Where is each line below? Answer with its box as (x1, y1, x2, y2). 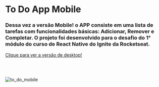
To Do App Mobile (5, 4, 81, 15)
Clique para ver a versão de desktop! (5, 52, 82, 58)
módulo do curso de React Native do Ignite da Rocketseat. (5, 40, 150, 48)
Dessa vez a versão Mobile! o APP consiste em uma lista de (5, 22, 153, 29)
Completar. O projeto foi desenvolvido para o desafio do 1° (5, 34, 151, 41)
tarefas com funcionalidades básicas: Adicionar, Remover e (5, 28, 154, 35)
